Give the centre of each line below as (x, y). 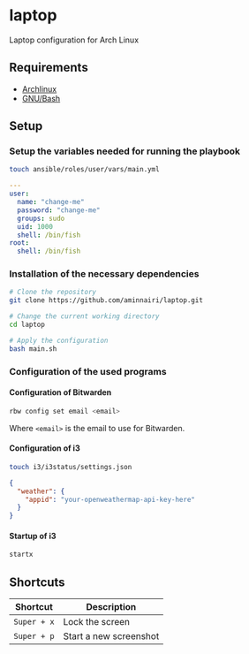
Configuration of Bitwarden (60, 392)
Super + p (34, 636)
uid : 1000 (35, 226)
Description (111, 607)
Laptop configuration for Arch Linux (74, 40)
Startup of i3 (33, 536)
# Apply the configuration (59, 340)
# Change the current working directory (85, 316)
